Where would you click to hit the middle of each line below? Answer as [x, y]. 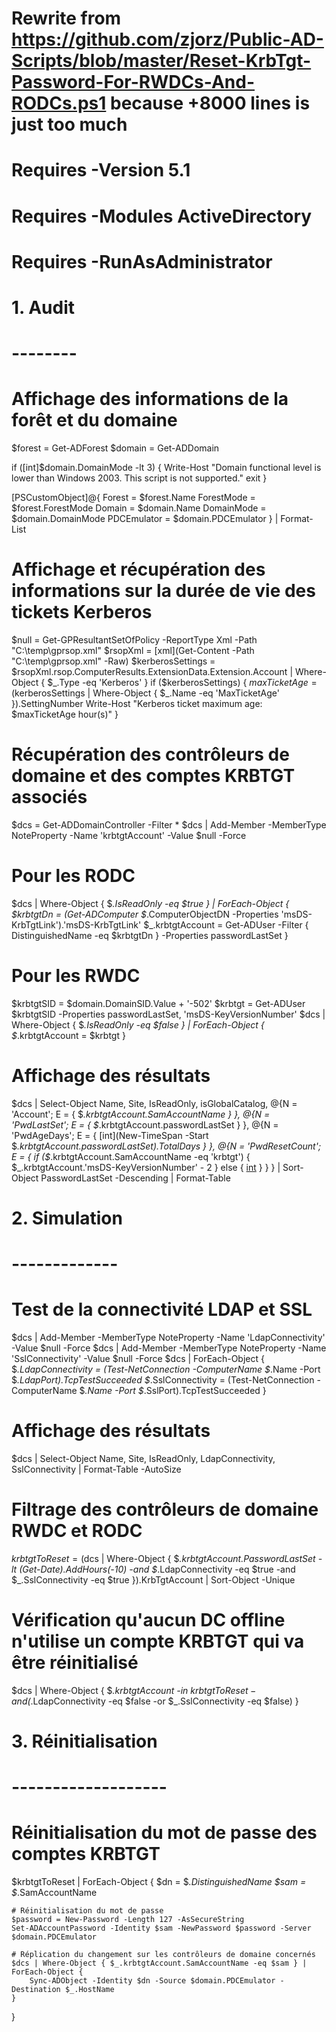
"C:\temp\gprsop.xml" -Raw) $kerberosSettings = [113, 661]
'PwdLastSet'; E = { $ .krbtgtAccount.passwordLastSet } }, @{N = [145, 1124]
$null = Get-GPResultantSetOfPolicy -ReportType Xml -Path [134, 640]
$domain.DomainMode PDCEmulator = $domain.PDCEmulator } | [145, 519]
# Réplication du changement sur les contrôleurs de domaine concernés [163, 1955]
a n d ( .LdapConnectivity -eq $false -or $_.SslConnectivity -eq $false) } [155, 1701]
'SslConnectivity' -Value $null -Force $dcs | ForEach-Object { [138, 1359]
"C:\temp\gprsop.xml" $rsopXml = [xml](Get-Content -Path [133, 650]
